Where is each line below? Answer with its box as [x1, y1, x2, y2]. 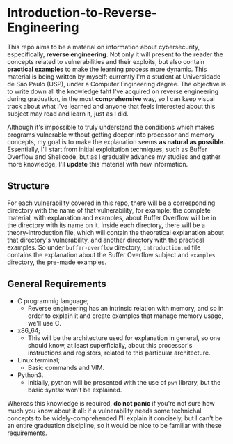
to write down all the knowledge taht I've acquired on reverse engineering [7, 87, 219, 95]
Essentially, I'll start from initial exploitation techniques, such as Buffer [7, 145, 207, 153]
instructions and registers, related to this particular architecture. [27, 349, 211, 357]
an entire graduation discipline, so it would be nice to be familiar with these [7, 421, 222, 429]
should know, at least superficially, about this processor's [27, 341, 193, 349]
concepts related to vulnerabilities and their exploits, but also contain [7, 57, 205, 66]
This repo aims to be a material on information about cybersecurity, [7, 43, 200, 51]
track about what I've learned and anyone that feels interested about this [7, 102, 216, 110]
